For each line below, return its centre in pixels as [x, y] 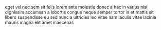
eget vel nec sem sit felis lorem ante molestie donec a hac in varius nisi [76, 7]
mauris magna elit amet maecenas [39, 22]
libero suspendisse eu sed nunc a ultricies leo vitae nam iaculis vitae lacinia [81, 17]
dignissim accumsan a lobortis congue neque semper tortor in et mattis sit [80, 12]
